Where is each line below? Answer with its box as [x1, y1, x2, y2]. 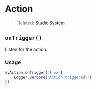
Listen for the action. [5, 46, 48, 52]
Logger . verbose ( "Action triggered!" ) [14, 75, 92, 80]
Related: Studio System [17, 20, 65, 26]
